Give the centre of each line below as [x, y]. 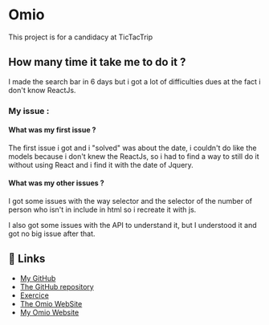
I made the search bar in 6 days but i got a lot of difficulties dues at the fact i [134, 81]
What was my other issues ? [56, 183]
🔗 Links [27, 259]
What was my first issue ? [52, 130]
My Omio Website [49, 312]
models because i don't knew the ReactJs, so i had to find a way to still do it [134, 156]
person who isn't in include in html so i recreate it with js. [102, 209]
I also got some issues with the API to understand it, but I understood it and [132, 225]
